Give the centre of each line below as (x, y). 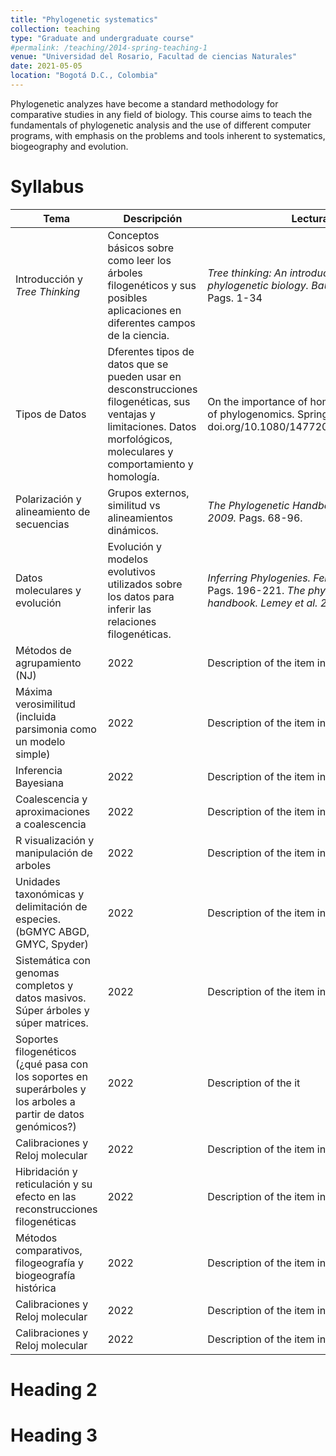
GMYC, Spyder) (52, 944)
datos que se (138, 364)
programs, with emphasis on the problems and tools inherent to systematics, (168, 135)
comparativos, (49, 1250)
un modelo (40, 741)
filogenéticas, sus (149, 401)
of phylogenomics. (251, 414)
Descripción (153, 218)
